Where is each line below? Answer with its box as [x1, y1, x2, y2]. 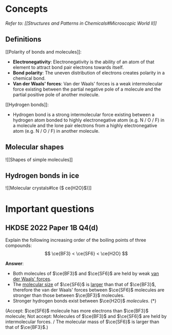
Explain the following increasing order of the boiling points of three [5, 237, 146, 243]
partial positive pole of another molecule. [12, 91, 100, 98]
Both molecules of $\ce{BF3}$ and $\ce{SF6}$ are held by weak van [12, 271, 159, 277]
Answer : [5, 260, 24, 267]
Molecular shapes [5, 143, 64, 152]
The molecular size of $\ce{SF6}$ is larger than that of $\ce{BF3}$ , [12, 281, 156, 288]
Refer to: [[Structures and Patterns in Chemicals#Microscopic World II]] [5, 20, 157, 26]
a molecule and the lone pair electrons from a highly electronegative [12, 122, 158, 129]
